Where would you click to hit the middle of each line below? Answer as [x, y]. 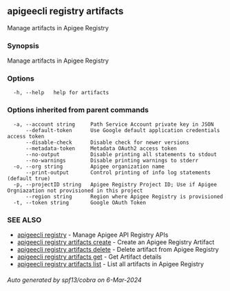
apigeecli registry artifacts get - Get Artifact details [89, 257]
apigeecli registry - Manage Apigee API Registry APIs [93, 235]
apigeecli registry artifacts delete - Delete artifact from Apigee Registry [118, 249]
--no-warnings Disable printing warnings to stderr [112, 160]
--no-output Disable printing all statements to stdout [121, 154]
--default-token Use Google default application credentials [123, 130]
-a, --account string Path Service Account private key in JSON [114, 124]
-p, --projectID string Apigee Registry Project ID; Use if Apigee [115, 184]
